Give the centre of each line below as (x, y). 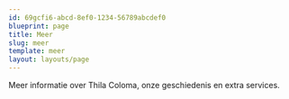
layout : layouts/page (49, 59)
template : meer (37, 51)
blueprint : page (39, 26)
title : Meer (31, 34)
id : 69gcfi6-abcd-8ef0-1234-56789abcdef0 (87, 18)
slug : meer (29, 43)
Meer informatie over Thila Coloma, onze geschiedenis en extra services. (144, 85)
